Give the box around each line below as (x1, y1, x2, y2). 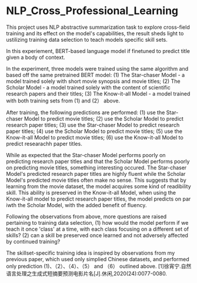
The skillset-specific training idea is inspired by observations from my (6, 249, 175, 257)
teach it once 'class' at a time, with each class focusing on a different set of (6, 225, 189, 232)
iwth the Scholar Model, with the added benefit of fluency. (6, 201, 147, 208)
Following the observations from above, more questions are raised (6, 213, 167, 220)
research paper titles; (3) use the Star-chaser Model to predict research (6, 121, 180, 128)
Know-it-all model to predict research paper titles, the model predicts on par (6, 195, 191, 202)
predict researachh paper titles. (6, 140, 82, 147)
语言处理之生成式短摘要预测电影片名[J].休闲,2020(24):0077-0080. (6, 269, 168, 277)
